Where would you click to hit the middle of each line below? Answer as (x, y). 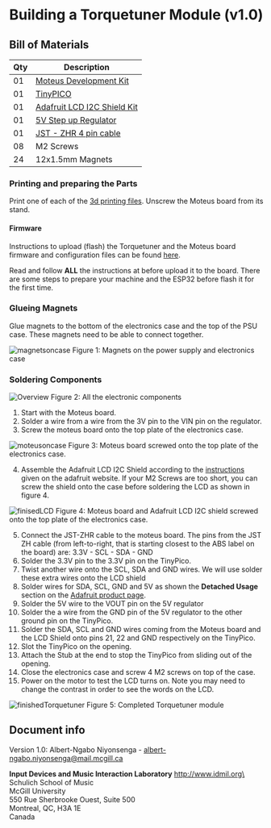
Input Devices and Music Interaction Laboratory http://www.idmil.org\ (127, 774)
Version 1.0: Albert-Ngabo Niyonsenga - (75, 749)
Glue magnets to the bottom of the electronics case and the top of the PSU (133, 326)
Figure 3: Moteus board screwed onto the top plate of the (163, 446)
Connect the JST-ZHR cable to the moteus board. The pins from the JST (141, 535)
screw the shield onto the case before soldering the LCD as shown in (135, 487)
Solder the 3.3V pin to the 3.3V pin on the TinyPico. (106, 561)
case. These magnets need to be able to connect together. (106, 334)
